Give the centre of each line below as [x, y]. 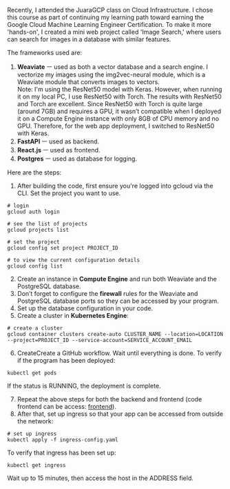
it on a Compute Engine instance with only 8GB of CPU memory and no [118, 119]
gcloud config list [35, 266]
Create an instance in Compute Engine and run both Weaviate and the [117, 279]
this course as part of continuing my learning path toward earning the [106, 17]
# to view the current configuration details [73, 260]
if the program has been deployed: [66, 360]
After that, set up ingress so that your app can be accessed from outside [120, 414]
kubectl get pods [32, 373]
